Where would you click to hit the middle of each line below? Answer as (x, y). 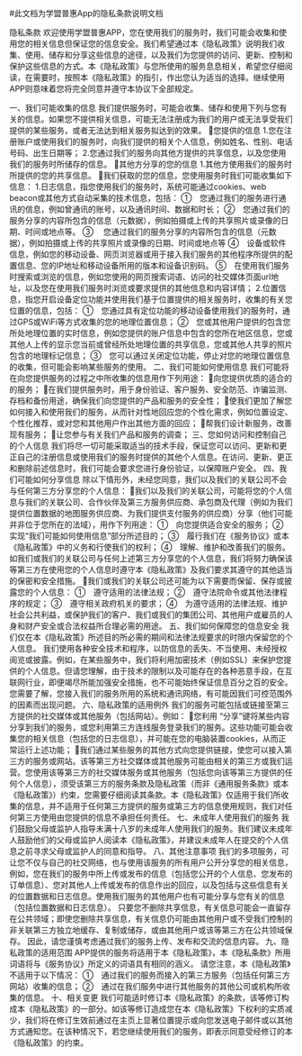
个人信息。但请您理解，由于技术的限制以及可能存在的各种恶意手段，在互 (159, 671)
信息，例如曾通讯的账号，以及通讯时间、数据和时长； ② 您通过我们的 (157, 209)
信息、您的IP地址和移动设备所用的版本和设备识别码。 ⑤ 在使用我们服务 (153, 265)
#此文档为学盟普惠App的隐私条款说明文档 (86, 13)
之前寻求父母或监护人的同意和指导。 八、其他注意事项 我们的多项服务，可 (153, 851)
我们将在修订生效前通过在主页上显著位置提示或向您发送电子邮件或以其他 (159, 1020)
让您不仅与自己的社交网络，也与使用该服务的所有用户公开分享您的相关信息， (151, 862)
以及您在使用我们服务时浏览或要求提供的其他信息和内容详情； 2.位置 (151, 288)
